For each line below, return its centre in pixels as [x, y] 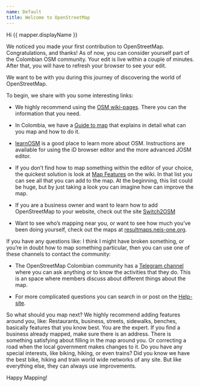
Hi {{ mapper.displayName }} [42, 34]
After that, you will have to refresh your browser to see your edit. [86, 65]
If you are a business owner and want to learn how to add [86, 205]
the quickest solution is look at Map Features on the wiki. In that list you [104, 174]
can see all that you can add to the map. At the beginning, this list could [104, 180]
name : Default [24, 12]
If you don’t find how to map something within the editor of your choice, [104, 168]
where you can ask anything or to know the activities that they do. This [103, 272]
